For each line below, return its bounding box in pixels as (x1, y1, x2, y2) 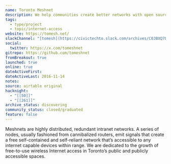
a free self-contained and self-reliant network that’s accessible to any (5, 136, 151, 143)
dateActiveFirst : (5, 69, 42, 75)
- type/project (10, 21, 42, 27)
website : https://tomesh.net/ (5, 31, 70, 36)
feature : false (5, 112, 38, 118)
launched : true (5, 60, 38, 65)
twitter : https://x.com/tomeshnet (10, 45, 83, 51)
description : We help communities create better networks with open (5, 12, 154, 17)
